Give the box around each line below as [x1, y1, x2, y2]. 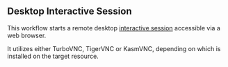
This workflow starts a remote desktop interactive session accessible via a [7, 23, 220, 32]
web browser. [7, 31, 47, 39]
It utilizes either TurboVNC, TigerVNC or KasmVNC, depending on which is [7, 44, 221, 52]
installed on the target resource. [7, 52, 99, 60]
